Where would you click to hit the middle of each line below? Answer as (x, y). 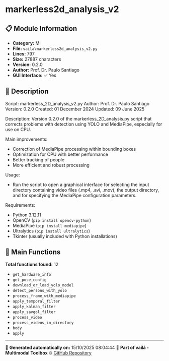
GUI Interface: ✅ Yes (34, 75)
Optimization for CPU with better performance (60, 154)
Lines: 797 (24, 54)
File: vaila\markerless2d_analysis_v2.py (55, 48)
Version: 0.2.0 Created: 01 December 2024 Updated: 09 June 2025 (75, 109)
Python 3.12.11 (27, 215)
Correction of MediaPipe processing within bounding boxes (74, 149)
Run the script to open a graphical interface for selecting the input (81, 185)
